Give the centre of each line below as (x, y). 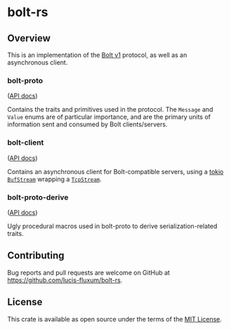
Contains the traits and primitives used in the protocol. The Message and (110, 110)
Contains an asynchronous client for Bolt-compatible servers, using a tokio (115, 171)
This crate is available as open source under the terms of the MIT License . (115, 319)
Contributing (36, 256)
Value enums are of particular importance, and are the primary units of (109, 117)
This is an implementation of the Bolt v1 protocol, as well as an (97, 55)
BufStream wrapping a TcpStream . (54, 179)
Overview (29, 38)
